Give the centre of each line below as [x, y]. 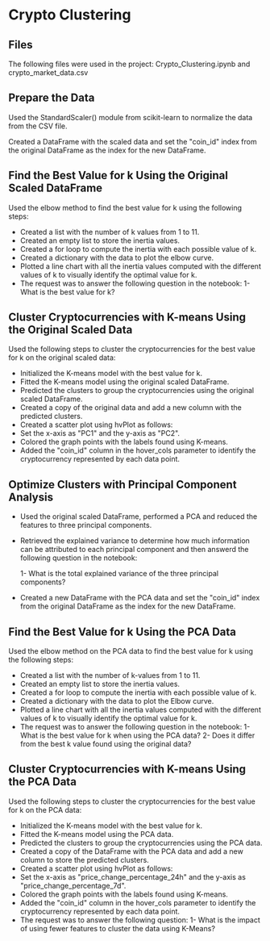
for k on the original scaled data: [62, 358]
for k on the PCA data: [45, 809]
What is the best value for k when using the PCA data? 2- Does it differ [137, 735]
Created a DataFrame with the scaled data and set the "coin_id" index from [133, 141]
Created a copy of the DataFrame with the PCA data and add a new [131, 851]
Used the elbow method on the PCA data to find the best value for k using [131, 651]
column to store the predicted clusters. [84, 859]
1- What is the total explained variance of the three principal [119, 574]
